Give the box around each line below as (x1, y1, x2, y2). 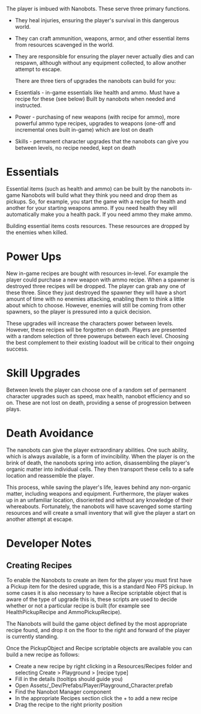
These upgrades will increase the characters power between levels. (6, 319, 174, 327)
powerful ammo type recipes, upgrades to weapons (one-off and (14, 120, 176, 127)
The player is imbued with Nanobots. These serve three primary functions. (6, 5, 190, 12)
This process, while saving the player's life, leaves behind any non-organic (6, 484, 191, 491)
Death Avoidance (6, 426, 94, 440)
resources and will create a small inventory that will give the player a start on (6, 509, 196, 516)
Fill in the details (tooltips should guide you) (14, 675, 123, 682)
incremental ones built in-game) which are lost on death (14, 126, 154, 133)
